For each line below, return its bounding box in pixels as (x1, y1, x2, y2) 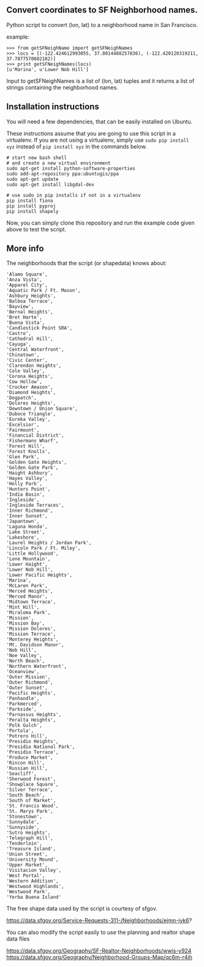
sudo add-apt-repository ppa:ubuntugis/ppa (6, 171, 119, 177)
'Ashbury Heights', (6, 293, 56, 299)
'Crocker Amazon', (6, 384, 53, 390)
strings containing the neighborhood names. (6, 83, 118, 91)
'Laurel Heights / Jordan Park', (6, 540, 92, 546)
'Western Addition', (6, 878, 59, 884)
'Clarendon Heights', (6, 363, 62, 369)
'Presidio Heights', (6, 739, 59, 745)
